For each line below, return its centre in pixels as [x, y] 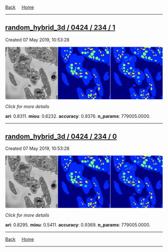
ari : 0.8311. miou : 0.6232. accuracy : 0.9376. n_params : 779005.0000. [78, 116]
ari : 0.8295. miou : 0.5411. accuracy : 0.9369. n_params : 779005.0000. [78, 225]
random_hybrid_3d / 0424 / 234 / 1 [60, 28]
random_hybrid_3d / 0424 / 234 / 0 [61, 137]
